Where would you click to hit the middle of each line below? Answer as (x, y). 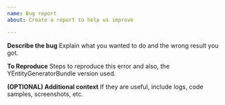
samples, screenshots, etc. (45, 94)
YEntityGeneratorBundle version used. (61, 73)
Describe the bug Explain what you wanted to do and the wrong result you (113, 45)
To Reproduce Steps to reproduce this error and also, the (88, 66)
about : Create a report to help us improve (71, 20)
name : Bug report (32, 13)
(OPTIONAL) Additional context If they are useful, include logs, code (105, 86)
